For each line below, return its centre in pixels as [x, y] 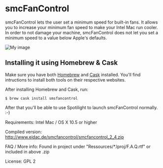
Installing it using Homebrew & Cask [61, 63]
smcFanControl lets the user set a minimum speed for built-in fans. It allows [81, 22]
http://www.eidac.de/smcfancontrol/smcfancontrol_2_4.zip [65, 137]
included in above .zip [27, 152]
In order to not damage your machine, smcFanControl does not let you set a [82, 32]
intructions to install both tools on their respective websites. [66, 80]
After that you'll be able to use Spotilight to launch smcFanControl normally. [81, 107]
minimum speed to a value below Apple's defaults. [56, 38]
